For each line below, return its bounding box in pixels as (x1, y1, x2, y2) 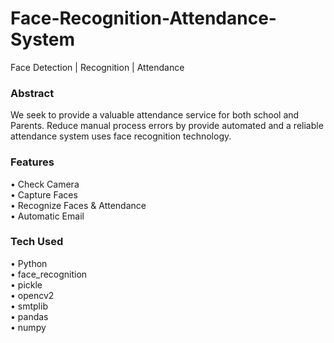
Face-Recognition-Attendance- (10, 7, 277, 30)
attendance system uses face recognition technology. (10, 130, 232, 142)
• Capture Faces (10, 188, 78, 201)
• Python (10, 257, 48, 269)
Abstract (10, 86, 55, 100)
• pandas (10, 310, 49, 322)
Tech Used (10, 235, 64, 249)
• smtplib (10, 300, 48, 312)
